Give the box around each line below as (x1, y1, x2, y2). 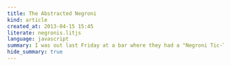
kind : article (7, 16, 48, 23)
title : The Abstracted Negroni (7, 10, 97, 17)
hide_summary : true (7, 49, 63, 56)
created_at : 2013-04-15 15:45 (7, 23, 94, 30)
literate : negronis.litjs (7, 29, 81, 36)
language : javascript (7, 36, 69, 43)
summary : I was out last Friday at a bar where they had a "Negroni (7, 42, 208, 49)
